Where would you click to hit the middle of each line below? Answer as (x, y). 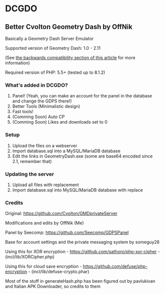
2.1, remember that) (32, 161)
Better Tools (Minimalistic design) (46, 106)
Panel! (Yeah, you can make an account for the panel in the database (82, 96)
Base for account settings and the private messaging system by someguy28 (82, 242)
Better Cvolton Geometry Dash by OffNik (69, 27)
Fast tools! (23, 112)
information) (18, 63)
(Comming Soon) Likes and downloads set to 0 (60, 122)
